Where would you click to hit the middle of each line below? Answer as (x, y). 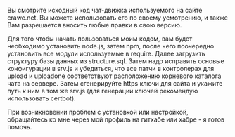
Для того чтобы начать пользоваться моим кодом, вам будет (100, 39)
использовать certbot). (42, 98)
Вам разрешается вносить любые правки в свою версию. (95, 25)
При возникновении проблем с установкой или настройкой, (98, 112)
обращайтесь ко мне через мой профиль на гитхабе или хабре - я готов (116, 119)
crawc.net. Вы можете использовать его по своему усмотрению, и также (118, 18)
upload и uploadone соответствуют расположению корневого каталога (114, 76)
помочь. (20, 127)
